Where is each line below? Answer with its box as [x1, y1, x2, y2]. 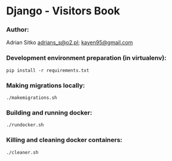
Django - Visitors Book [6, 4, 121, 18]
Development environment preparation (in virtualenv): [6, 54, 167, 62]
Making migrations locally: [6, 81, 85, 89]
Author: [6, 26, 29, 34]
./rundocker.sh [6, 122, 44, 128]
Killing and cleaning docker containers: [6, 136, 122, 144]
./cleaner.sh [6, 149, 39, 156]
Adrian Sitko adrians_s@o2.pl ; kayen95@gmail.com [6, 39, 133, 46]
